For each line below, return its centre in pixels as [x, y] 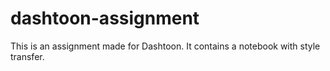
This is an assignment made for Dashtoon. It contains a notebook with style [165, 46]
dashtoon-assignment [105, 18]
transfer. [27, 56]
